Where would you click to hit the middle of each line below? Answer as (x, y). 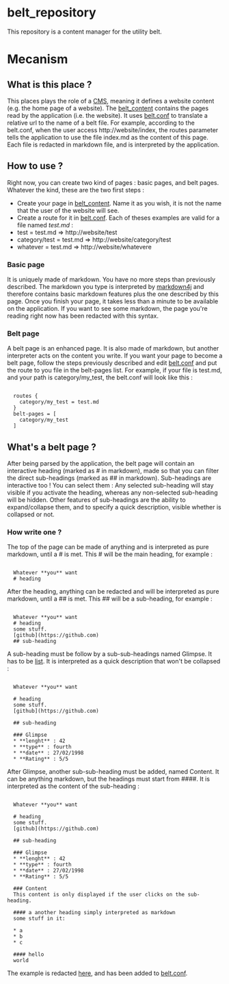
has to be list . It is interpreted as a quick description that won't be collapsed (114, 661)
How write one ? (35, 532)
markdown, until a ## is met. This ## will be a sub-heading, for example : (110, 599)
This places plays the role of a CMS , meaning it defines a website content (111, 101)
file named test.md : (45, 225)
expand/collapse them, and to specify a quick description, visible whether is (114, 507)
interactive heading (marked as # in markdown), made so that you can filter (113, 471)
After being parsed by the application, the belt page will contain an (101, 464)
